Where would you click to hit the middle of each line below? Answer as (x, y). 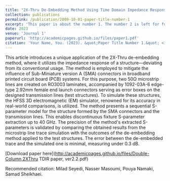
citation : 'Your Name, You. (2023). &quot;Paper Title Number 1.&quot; (82, 43)
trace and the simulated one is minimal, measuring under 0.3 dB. (73, 143)
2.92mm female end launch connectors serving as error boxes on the (88, 90)
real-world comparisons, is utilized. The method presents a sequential (78, 106)
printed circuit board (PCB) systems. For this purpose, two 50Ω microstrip (82, 79)
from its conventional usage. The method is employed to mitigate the (77, 68)
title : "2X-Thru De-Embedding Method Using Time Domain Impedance (77, 10)
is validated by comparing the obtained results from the (88, 127)
